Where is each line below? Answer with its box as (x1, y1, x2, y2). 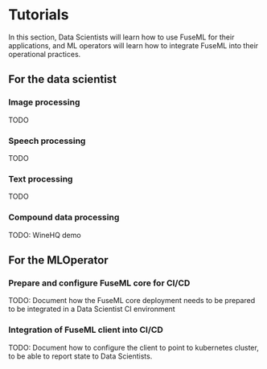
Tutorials (8, 6, 69, 24)
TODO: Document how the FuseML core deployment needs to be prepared (8, 296, 256, 305)
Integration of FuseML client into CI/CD (8, 324, 163, 335)
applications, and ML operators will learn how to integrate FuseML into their (8, 40, 259, 50)
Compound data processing (8, 211, 120, 223)
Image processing (8, 96, 80, 108)
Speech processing (8, 135, 86, 146)
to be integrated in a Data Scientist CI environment (8, 304, 175, 314)
